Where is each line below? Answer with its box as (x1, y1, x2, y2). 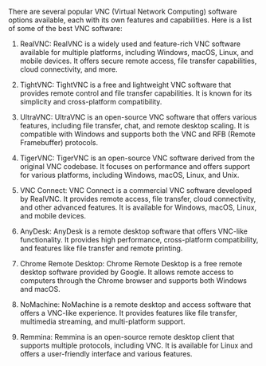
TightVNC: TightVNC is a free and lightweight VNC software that (19, 80, 232, 89)
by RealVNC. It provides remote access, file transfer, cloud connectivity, (19, 195, 256, 203)
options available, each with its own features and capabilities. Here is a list (8, 15, 252, 25)
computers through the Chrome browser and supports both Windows (19, 276, 247, 285)
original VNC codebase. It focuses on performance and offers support (19, 162, 251, 171)
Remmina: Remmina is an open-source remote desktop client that (19, 333, 235, 341)
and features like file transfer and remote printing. (19, 243, 183, 253)
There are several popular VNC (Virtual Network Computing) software (8, 7, 237, 16)
